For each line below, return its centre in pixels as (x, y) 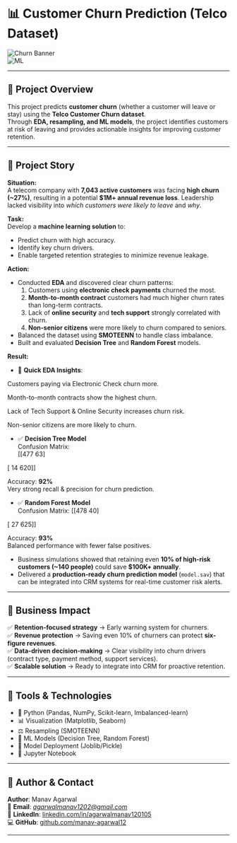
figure (17, 644)
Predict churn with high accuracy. (67, 240)
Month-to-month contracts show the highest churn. (82, 397)
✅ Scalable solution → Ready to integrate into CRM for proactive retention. (116, 666)
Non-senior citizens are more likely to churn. (72, 424)
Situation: (22, 182)
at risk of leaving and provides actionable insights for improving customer (114, 129)
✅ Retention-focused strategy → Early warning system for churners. (108, 627)
